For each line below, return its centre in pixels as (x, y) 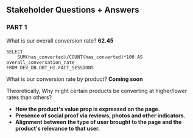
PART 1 (17, 27)
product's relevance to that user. (58, 128)
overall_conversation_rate (40, 62)
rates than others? (29, 97)
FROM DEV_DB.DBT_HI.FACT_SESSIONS (50, 67)
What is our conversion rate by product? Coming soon (75, 79)
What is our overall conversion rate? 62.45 (60, 40)
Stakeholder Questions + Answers (73, 10)
